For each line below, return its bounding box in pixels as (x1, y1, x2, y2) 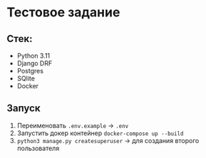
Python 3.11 (16, 51, 51, 60)
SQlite (16, 74, 35, 83)
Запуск (6, 102, 41, 115)
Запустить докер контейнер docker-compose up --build (16, 129, 184, 137)
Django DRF (16, 59, 53, 68)
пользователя (16, 144, 60, 152)
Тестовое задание (6, 4, 120, 21)
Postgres (16, 67, 44, 75)
